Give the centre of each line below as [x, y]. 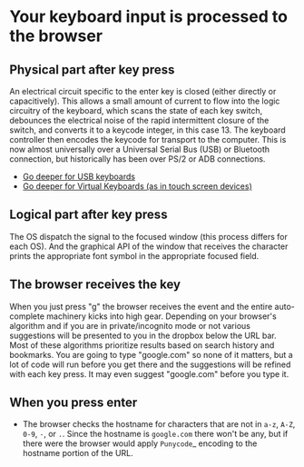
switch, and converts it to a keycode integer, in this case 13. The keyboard [147, 130]
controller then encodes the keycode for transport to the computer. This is [148, 139]
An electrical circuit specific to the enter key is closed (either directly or [143, 91]
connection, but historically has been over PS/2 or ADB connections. [137, 159]
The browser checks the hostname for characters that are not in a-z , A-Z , [159, 424]
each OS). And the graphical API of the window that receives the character [149, 246]
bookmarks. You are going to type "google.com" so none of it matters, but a [151, 354]
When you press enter [74, 403]
